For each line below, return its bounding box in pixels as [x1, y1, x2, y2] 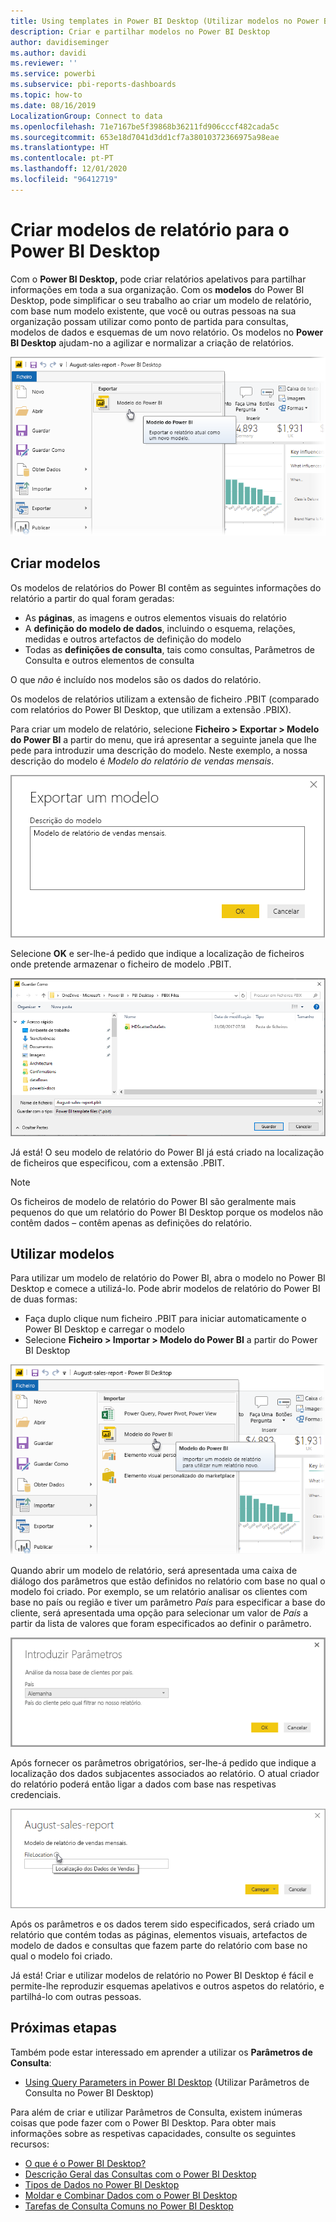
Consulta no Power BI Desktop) [24, 2086, 155, 2099]
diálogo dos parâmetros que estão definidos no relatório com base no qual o [10, 1575, 326, 1587]
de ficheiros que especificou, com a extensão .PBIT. [10, 1156, 225, 1169]
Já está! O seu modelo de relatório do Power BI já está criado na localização [10, 1146, 325, 1158]
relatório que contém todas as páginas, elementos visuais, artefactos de [10, 1928, 308, 1940]
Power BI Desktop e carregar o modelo [24, 1323, 185, 1335]
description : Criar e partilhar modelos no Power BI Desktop [10, 26, 271, 37]
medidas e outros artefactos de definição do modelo [24, 633, 242, 645]
